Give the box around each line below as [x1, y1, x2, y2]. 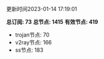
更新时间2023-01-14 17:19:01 [6, 5, 77, 12]
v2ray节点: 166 [15, 39, 53, 46]
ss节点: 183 [15, 46, 44, 54]
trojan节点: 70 [15, 31, 50, 38]
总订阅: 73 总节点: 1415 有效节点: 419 [6, 18, 99, 26]
